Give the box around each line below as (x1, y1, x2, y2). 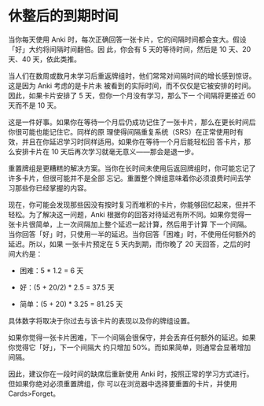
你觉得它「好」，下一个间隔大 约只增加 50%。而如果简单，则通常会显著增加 (8, 342, 251, 352)
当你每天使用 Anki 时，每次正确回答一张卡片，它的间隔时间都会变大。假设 (8, 35, 247, 44)
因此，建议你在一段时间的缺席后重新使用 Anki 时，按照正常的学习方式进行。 (8, 369, 254, 378)
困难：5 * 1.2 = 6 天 (19, 265, 84, 275)
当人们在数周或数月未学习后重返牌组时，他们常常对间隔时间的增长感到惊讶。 (8, 71, 256, 80)
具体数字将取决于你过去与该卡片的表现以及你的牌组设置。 (8, 316, 194, 325)
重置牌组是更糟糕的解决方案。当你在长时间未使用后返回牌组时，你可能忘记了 (8, 163, 256, 173)
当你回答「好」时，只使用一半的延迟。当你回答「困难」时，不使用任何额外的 (8, 229, 256, 238)
